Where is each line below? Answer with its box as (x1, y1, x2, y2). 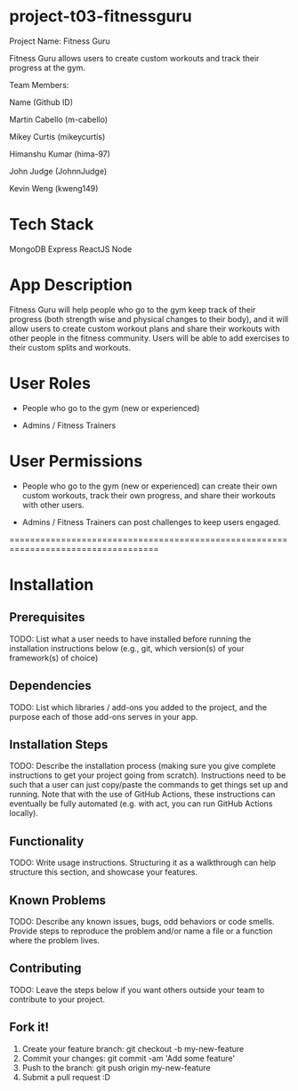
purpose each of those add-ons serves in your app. (9, 711, 198, 722)
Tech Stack (9, 214, 94, 235)
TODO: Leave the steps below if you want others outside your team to (9, 984, 265, 995)
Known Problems (9, 893, 107, 908)
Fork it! (9, 1020, 50, 1035)
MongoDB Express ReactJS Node (9, 243, 133, 255)
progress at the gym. (9, 62, 86, 73)
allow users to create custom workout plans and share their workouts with (9, 323, 280, 334)
